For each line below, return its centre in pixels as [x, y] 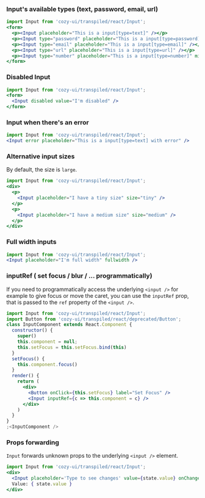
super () [27, 336]
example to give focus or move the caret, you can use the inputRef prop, [98, 295]
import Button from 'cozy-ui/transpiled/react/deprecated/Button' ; [94, 319]
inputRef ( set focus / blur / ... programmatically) [79, 276]
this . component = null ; [48, 342]
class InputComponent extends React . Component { [69, 325]
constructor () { [32, 330]
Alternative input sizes [41, 156]
